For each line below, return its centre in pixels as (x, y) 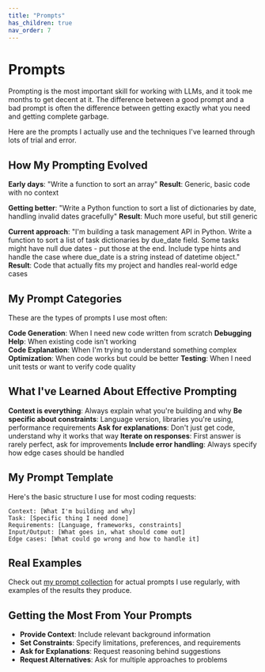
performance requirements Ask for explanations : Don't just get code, (122, 427)
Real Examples (45, 563)
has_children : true (40, 23)
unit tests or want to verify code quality (72, 366)
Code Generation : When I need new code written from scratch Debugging (130, 332)
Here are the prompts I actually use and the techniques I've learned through (132, 132)
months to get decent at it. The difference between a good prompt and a (126, 100)
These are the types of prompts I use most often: (88, 317)
